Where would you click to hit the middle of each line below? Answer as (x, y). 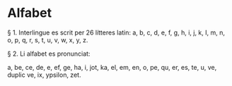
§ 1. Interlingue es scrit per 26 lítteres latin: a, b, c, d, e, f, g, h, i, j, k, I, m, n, (116, 32)
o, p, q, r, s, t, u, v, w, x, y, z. (48, 39)
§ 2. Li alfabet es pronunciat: (49, 54)
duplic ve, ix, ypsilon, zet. (44, 75)
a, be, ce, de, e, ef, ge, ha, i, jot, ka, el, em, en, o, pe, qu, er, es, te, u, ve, (112, 67)
